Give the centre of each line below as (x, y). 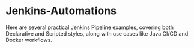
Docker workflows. (29, 40)
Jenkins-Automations (61, 11)
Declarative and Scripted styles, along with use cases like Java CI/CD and (97, 33)
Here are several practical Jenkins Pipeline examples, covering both (89, 27)
